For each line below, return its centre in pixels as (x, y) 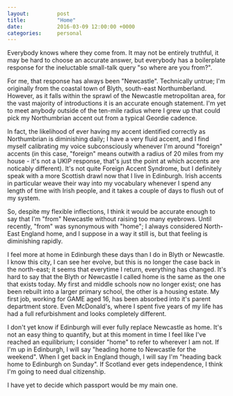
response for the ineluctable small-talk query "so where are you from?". (110, 68)
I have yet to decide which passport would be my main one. (93, 385)
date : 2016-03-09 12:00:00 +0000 (71, 26)
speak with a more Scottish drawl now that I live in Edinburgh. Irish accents (115, 176)
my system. (24, 198)
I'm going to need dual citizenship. (57, 372)
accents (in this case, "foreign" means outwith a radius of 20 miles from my (115, 154)
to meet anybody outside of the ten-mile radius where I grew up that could (114, 111)
